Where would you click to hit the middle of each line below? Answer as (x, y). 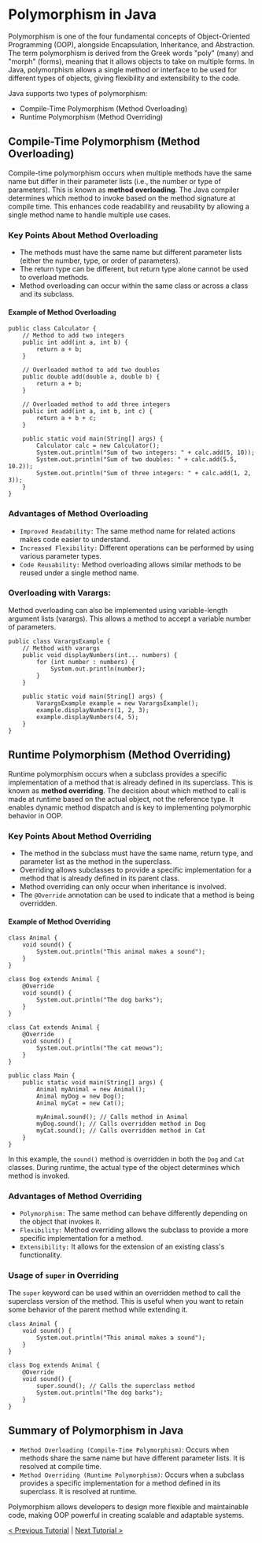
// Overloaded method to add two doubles (91, 370)
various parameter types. (61, 556)
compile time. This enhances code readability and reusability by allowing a (129, 206)
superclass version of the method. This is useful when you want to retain (126, 1301)
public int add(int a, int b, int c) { (88, 412)
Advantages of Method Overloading (78, 514)
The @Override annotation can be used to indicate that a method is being (137, 895)
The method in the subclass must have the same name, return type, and (136, 853)
